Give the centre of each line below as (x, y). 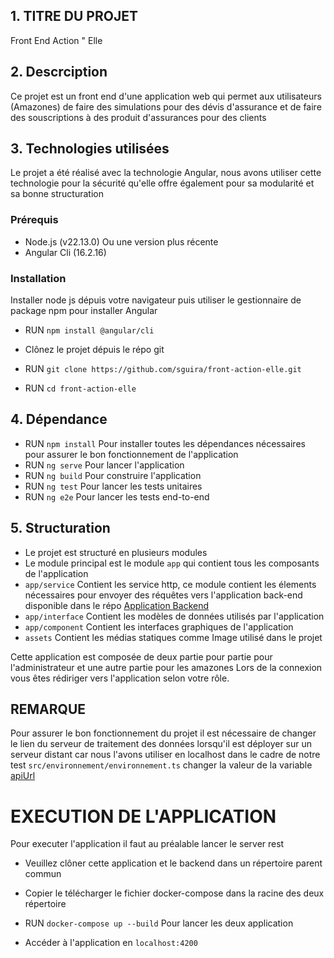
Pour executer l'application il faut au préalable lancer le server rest (147, 844)
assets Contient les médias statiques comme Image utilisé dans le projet (173, 637)
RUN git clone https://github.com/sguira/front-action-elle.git (163, 369)
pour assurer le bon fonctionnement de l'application (131, 454)
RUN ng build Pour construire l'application (113, 475)
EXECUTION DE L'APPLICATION (143, 816)
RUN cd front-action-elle (80, 388)
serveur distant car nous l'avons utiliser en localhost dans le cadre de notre (165, 755)
